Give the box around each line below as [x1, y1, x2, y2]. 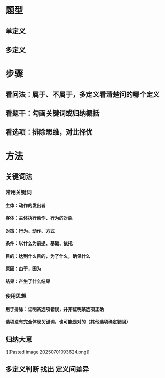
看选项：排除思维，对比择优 [5, 128, 93, 137]
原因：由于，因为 [5, 265, 41, 272]
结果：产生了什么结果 [5, 278, 50, 284]
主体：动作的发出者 [5, 203, 46, 209]
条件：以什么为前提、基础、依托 [5, 240, 73, 247]
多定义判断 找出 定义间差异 [5, 365, 89, 374]
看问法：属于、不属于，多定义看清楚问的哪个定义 [5, 90, 160, 99]
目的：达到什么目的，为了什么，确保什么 [5, 253, 90, 259]
